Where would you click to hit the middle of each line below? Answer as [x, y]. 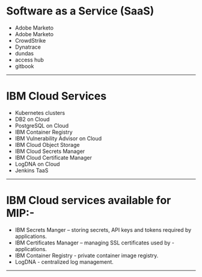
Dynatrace [28, 47]
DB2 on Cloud [32, 119]
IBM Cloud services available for [89, 201]
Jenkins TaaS [32, 170]
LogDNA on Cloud [37, 164]
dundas [24, 53]
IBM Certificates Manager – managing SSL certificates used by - [95, 243]
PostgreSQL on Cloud [42, 125]
